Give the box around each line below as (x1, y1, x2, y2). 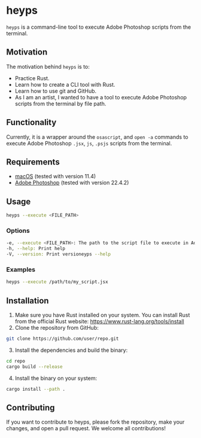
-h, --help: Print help (6, 246, 66, 252)
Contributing (6, 402, 55, 413)
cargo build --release (6, 363, 63, 370)
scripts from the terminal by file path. (14, 100, 106, 107)
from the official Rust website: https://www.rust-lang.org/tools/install (14, 318, 184, 325)
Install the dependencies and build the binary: (14, 346, 128, 354)
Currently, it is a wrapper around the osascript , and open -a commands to (6, 133, 188, 141)
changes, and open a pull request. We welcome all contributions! (6, 425, 166, 432)
